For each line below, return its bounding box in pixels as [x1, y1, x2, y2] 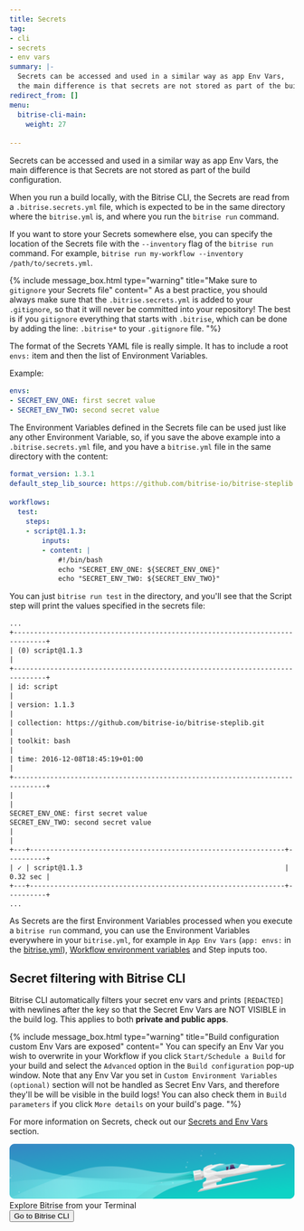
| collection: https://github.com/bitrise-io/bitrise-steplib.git [9, 719, 265, 728]
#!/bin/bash [57, 555, 103, 565]
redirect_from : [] [9, 91, 79, 100]
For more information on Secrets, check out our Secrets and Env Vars [9, 1116, 269, 1127]
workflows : [9, 498, 51, 507]
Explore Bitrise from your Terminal [9, 1199, 138, 1210]
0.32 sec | [9, 873, 51, 882]
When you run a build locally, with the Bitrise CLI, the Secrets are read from [9, 192, 290, 203]
